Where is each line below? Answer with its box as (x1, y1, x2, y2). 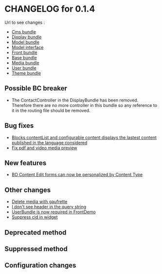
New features (4, 159, 47, 167)
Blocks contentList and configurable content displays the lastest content (11, 135, 157, 140)
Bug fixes (4, 121, 34, 130)
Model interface (11, 44, 44, 50)
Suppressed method (4, 244, 68, 253)
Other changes (4, 186, 51, 194)
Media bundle (11, 60, 39, 66)
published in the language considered (11, 139, 88, 145)
